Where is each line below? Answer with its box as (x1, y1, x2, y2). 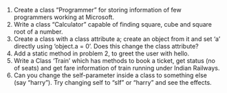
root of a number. (13, 27, 63, 36)
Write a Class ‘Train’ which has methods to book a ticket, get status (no (13, 57, 215, 64)
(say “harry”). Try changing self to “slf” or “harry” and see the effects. (13, 79, 212, 86)
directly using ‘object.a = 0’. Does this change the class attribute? (13, 42, 199, 50)
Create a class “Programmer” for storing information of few (13, 6, 182, 14)
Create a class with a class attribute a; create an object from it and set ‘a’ (13, 35, 221, 43)
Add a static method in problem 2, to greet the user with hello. (13, 49, 190, 57)
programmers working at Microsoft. (13, 13, 115, 21)
